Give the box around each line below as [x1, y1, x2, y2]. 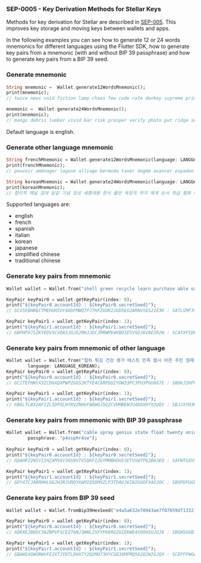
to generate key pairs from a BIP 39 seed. [6, 56, 109, 63]
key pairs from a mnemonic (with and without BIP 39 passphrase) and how [6, 49, 190, 56]
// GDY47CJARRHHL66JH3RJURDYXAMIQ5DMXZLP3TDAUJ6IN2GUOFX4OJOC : [6, 480, 170, 486]
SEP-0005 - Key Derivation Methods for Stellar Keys [6, 5, 162, 13]
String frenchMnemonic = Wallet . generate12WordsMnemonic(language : [6, 157, 178, 163]
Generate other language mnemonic [6, 143, 114, 151]
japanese [14, 244, 38, 251]
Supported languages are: [6, 200, 71, 208]
